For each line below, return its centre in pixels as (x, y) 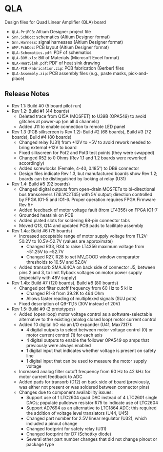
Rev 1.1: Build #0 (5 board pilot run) (46, 105)
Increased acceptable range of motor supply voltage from (77, 236)
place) (18, 78)
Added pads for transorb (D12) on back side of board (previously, (85, 382)
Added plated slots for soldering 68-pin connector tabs (74, 220)
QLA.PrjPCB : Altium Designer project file (51, 31)
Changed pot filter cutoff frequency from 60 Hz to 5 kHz (76, 288)
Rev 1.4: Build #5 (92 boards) (41, 184)
